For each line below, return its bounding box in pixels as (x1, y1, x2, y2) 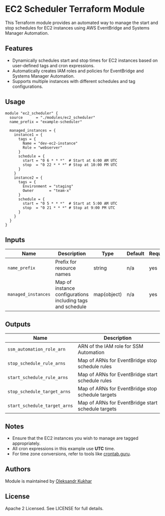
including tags (55, 297, 88, 304)
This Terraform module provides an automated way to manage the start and (5, 20, 159, 26)
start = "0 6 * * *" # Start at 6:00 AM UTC (23, 158, 118, 163)
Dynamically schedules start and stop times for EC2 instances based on (12, 57, 158, 63)
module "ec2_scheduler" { (5, 110, 58, 116)
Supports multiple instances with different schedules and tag (12, 78, 136, 84)
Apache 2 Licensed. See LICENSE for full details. (5, 505, 104, 511)
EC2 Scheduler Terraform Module (5, 3, 145, 15)
